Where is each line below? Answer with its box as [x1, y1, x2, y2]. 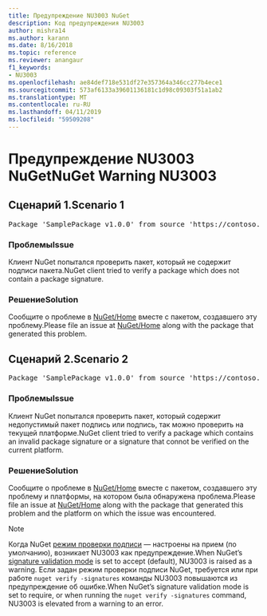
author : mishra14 [8, 26, 66, 34]
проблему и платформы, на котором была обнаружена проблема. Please [8, 492, 256, 501]
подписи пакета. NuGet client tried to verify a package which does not [8, 266, 240, 275]
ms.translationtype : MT [8, 93, 88, 101]
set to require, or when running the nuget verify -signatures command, [8, 590, 247, 599]
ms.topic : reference [8, 49, 77, 57]
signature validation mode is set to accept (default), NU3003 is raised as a [8, 556, 253, 566]
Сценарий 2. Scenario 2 [8, 352, 129, 365]
